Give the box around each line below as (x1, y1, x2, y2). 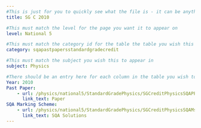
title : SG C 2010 (6, 14, 50, 20)
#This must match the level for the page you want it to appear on (6, 25, 178, 31)
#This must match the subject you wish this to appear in (6, 58, 154, 64)
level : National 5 (6, 30, 52, 36)
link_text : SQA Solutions (22, 113, 87, 118)
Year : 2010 (6, 79, 33, 85)
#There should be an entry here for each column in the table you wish (6, 74, 188, 80)
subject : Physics (6, 63, 50, 69)
